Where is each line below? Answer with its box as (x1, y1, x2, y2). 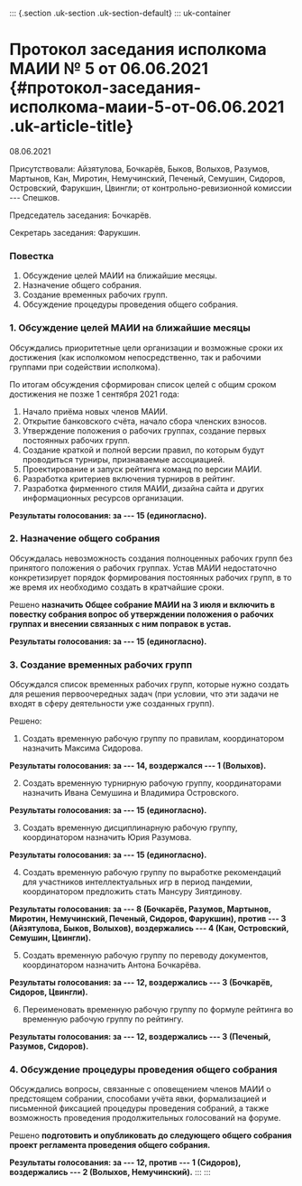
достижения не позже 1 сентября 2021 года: (9, 388, 180, 399)
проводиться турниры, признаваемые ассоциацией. (22, 453, 225, 464)
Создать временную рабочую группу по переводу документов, (22, 950, 269, 961)
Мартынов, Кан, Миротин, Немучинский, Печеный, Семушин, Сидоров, (9, 173, 286, 183)
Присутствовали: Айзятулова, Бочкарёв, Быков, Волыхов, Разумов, (9, 163, 270, 174)
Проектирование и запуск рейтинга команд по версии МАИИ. (22, 463, 262, 474)
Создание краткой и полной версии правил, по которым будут (22, 444, 265, 455)
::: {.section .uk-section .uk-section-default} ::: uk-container (9, 8, 232, 18)
